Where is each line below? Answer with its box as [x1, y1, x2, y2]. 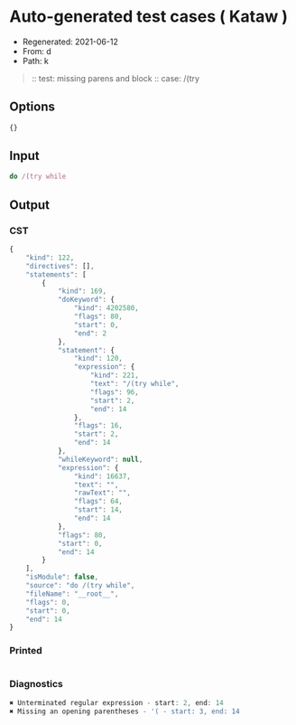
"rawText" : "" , [73, 488, 131, 498]
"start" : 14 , [73, 505, 124, 514]
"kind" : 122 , [25, 253, 75, 262]
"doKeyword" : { [57, 296, 116, 305]
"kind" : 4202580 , [73, 304, 140, 313]
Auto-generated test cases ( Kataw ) [9, 6, 289, 27]
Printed [9, 645, 42, 657]
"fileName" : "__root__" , [25, 589, 119, 598]
